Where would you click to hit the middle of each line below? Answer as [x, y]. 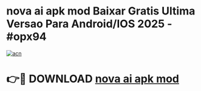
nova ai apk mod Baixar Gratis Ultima [101, 11]
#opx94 [26, 37]
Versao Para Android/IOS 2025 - [89, 24]
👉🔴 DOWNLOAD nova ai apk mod [93, 79]
